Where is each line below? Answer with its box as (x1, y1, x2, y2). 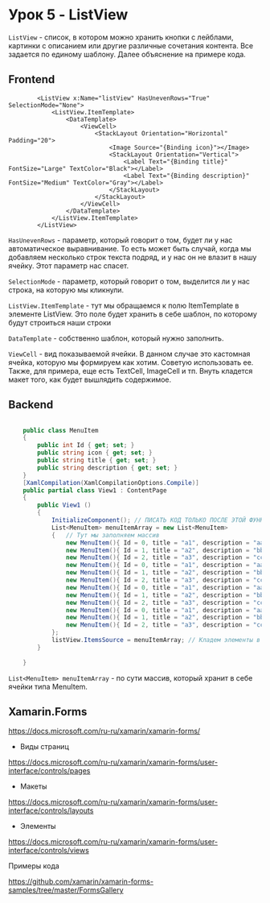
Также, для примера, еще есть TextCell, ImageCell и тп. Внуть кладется (8, 366, 253, 375)
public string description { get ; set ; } (37, 463, 178, 472)
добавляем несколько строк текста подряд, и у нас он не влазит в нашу (8, 252, 257, 262)
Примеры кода (8, 861, 60, 871)
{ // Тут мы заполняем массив (51, 531, 160, 539)
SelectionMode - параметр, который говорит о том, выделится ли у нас (8, 276, 251, 286)
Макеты (19, 781, 47, 791)
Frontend (8, 72, 55, 86)
